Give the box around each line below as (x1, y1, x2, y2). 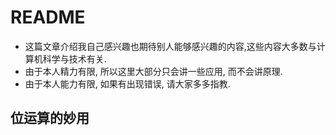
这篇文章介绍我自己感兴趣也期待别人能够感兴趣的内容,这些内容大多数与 (24, 40, 317, 52)
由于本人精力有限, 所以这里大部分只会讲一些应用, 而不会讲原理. (24, 65, 283, 77)
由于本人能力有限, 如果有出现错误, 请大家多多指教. (24, 77, 231, 90)
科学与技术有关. (42, 52, 107, 65)
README (10, 6, 86, 29)
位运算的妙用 (10, 110, 90, 127)
